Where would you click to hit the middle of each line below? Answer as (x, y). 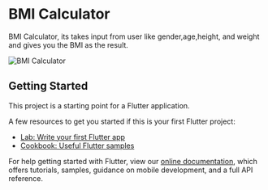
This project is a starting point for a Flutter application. (99, 105)
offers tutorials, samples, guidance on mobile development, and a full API (131, 170)
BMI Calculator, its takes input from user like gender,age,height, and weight (134, 36)
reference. (26, 178)
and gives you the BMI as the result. (68, 44)
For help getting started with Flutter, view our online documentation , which (133, 161)
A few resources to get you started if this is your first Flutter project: (122, 121)
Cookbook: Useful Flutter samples (77, 146)
